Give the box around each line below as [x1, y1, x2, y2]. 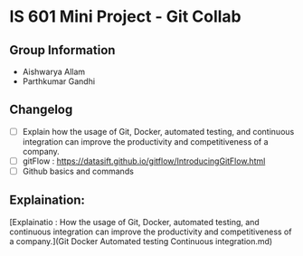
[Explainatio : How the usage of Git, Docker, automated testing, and [9, 216, 260, 227]
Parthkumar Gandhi [22, 76, 96, 87]
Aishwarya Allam [22, 66, 86, 77]
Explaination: [9, 193, 86, 208]
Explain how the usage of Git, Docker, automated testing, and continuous [22, 126, 295, 137]
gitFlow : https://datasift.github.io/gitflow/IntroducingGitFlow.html [22, 156, 266, 166]
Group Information [9, 43, 116, 58]
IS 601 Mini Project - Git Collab [9, 6, 241, 27]
